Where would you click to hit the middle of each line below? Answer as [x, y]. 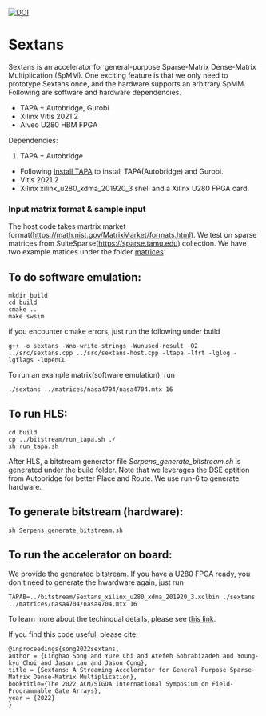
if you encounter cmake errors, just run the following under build [114, 331]
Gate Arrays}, [78, 691]
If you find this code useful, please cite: [73, 634]
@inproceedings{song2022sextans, [64, 649]
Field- [223, 684]
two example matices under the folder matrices [86, 252]
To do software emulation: [75, 277]
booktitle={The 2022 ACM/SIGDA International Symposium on [109, 684]
